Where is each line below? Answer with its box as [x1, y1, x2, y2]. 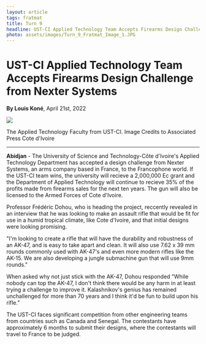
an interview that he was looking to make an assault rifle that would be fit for [6, 210, 199, 217]
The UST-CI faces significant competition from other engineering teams [6, 311, 188, 318]
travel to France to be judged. [6, 330, 81, 338]
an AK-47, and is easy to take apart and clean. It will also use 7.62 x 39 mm [6, 241, 195, 249]
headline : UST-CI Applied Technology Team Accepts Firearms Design [6, 26, 183, 33]
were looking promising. [6, 223, 67, 230]
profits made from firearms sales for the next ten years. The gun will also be [6, 185, 198, 192]
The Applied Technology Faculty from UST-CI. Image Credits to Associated [6, 128, 196, 136]
